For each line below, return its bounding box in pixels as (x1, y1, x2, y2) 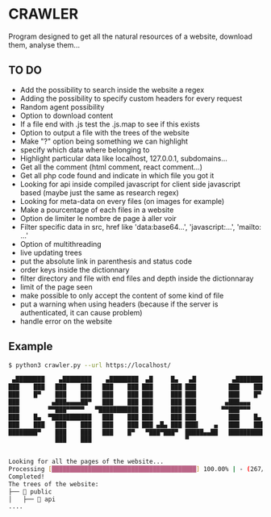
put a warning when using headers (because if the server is (19, 299, 219, 309)
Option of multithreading (19, 239, 102, 248)
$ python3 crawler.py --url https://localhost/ (8, 361, 172, 369)
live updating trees (19, 248, 82, 257)
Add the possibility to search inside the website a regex (19, 85, 205, 94)
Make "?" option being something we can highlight (19, 136, 188, 146)
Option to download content (19, 110, 114, 120)
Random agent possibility (19, 102, 105, 111)
